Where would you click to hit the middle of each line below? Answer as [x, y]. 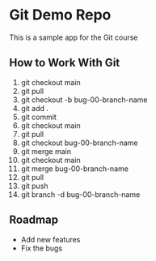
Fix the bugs [42, 248]
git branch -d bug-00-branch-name [80, 194]
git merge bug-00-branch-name [74, 169]
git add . [35, 108]
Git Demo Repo [60, 15]
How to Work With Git [65, 63]
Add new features [51, 239]
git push [34, 186]
